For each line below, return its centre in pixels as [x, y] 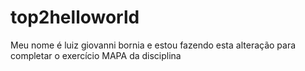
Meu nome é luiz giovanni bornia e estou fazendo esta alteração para [153, 45]
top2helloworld [75, 17]
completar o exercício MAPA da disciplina [96, 55]
